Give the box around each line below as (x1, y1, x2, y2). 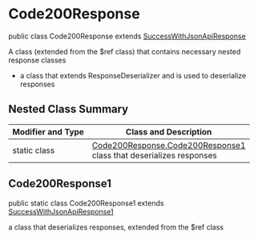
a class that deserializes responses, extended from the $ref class (8, 222, 224, 232)
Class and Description (125, 126, 212, 137)
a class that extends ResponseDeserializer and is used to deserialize (19, 70, 247, 80)
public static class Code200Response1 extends (8, 198, 164, 208)
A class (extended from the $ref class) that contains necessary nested (8, 46, 241, 56)
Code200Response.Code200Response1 (91, 139, 246, 150)
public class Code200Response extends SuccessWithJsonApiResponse (8, 31, 246, 41)
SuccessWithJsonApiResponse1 (8, 206, 114, 216)
